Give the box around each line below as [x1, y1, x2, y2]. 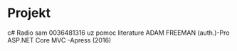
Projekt [7, 5, 51, 21]
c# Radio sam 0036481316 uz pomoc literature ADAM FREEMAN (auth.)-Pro [7, 28, 230, 37]
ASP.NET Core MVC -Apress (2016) [7, 35, 112, 44]
